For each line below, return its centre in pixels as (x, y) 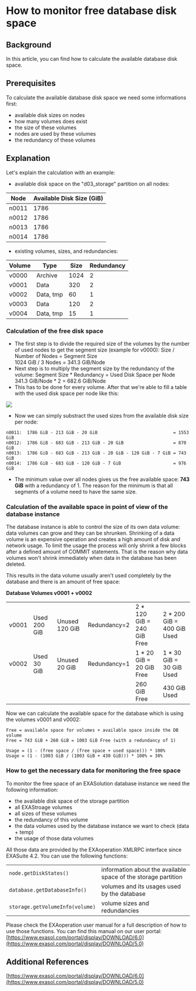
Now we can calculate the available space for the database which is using (95, 713)
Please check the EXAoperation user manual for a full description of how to (96, 925)
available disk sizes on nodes (50, 115)
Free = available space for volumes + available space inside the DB (92, 730)
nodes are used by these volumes (55, 133)
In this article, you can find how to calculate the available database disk (92, 59)
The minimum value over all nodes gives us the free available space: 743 (102, 479)
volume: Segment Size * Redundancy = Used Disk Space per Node (95, 374)
